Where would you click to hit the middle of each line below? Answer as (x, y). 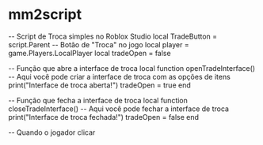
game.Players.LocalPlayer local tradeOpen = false (90, 53)
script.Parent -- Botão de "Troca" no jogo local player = (99, 44)
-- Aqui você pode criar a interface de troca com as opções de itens (120, 76)
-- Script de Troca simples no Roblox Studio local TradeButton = (113, 36)
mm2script (45, 15)
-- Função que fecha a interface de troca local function (98, 100)
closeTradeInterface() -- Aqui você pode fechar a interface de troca (119, 109)
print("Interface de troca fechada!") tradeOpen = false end (104, 117)
